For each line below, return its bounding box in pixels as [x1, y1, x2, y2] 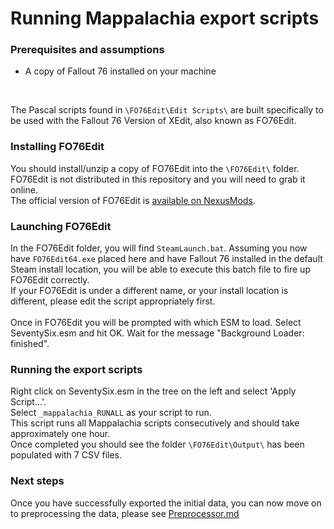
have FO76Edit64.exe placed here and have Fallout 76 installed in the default [10, 253, 323, 265]
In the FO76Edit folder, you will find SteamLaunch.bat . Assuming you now [10, 242, 308, 254]
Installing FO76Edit [10, 140, 105, 154]
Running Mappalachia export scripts [10, 7, 320, 30]
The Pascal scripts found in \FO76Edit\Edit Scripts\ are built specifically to [10, 104, 324, 116]
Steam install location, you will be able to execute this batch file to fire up [10, 263, 311, 276]
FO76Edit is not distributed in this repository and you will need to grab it [10, 173, 306, 185]
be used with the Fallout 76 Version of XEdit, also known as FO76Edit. [10, 115, 297, 127]
